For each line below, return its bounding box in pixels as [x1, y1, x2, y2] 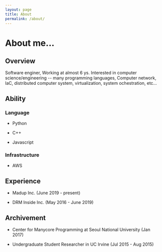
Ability [5, 94, 26, 103]
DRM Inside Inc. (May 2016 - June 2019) [12, 200, 94, 205]
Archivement [5, 214, 46, 222]
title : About [5, 12, 32, 17]
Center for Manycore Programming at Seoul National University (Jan [12, 227, 151, 232]
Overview [5, 57, 36, 65]
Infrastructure [5, 151, 40, 158]
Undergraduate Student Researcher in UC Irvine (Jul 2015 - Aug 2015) [12, 241, 154, 247]
